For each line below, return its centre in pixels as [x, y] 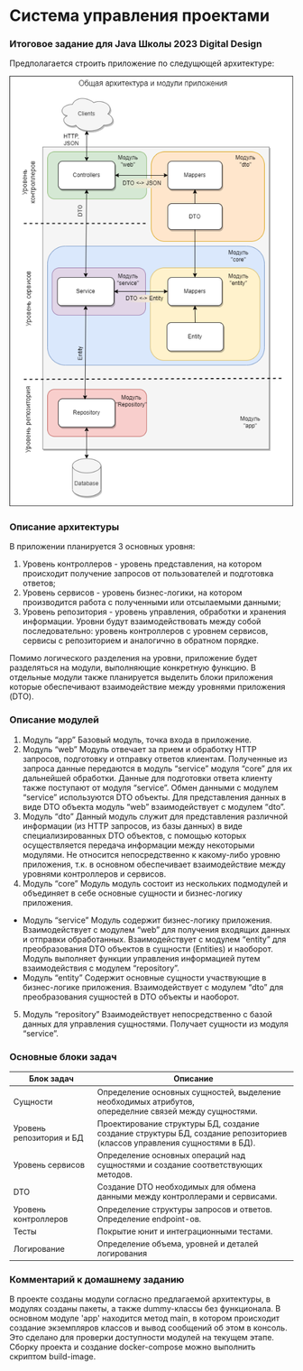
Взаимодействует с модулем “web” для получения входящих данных [156, 929]
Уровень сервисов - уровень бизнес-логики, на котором [132, 593]
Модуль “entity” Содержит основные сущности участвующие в [144, 977]
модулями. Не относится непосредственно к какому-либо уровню [151, 854]
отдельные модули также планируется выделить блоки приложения [141, 677]
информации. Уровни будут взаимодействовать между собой [142, 621]
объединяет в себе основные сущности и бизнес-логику [133, 893]
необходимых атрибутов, [146, 1101]
